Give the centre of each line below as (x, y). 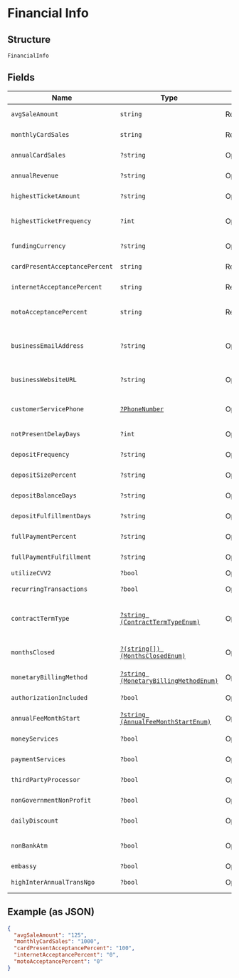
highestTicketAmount (46, 196)
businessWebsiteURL (44, 380)
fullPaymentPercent (44, 536)
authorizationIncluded (49, 698)
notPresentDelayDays (46, 434)
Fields (21, 77)
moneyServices (35, 738)
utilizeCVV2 (31, 573)
